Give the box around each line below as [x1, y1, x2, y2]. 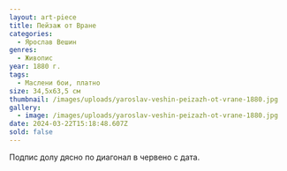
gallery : [9, 103, 42, 112]
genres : [9, 46, 38, 55]
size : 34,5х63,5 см [9, 86, 81, 95]
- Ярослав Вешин [17, 37, 77, 47]
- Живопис [17, 54, 53, 63]
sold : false [9, 128, 53, 137]
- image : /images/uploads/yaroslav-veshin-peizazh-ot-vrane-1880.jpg [17, 111, 278, 120]
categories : [9, 29, 53, 38]
